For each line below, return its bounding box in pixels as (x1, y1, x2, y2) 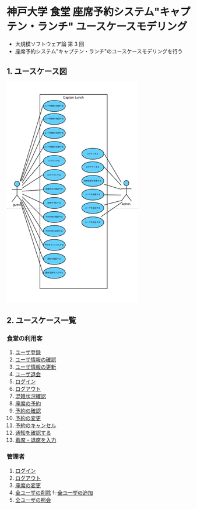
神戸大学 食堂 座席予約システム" (6, 5, 160, 19)
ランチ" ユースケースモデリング (37, 20, 188, 33)
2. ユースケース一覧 (6, 315, 76, 325)
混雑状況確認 (15, 393, 46, 400)
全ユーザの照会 (15, 496, 51, 503)
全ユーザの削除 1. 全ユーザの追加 (15, 489, 93, 496)
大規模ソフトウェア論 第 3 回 (15, 40, 85, 47)
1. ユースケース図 (6, 67, 68, 77)
